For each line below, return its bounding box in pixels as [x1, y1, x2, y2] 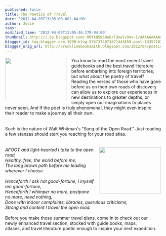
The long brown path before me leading [5, 162, 86, 168]
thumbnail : [5, 35, 28, 40]
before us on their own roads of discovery [71, 83, 157, 89]
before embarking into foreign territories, [71, 68, 155, 74]
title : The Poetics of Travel [5, 12, 68, 17]
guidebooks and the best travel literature [71, 63, 154, 69]
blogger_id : [5, 39, 30, 44]
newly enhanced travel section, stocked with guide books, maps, [5, 220, 137, 226]
